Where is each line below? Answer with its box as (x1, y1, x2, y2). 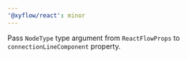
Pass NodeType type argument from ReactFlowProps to (7, 33, 180, 42)
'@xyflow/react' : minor (7, 11, 86, 20)
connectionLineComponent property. (7, 41, 121, 51)
